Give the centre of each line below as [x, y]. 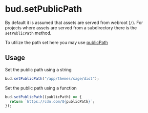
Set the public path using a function [41, 88]
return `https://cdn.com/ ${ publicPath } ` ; [52, 101]
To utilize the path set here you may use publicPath [57, 42]
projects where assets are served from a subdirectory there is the [71, 27]
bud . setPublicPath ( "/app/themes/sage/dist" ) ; [52, 79]
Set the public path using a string [38, 69]
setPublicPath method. [28, 33]
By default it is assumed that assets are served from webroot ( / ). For [74, 23]
